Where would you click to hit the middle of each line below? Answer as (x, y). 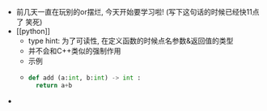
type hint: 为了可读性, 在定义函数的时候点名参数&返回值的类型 (131, 41)
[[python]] (33, 31)
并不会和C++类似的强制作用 (74, 51)
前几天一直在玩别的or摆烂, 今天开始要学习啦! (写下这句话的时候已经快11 (134, 12)
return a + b (54, 85)
